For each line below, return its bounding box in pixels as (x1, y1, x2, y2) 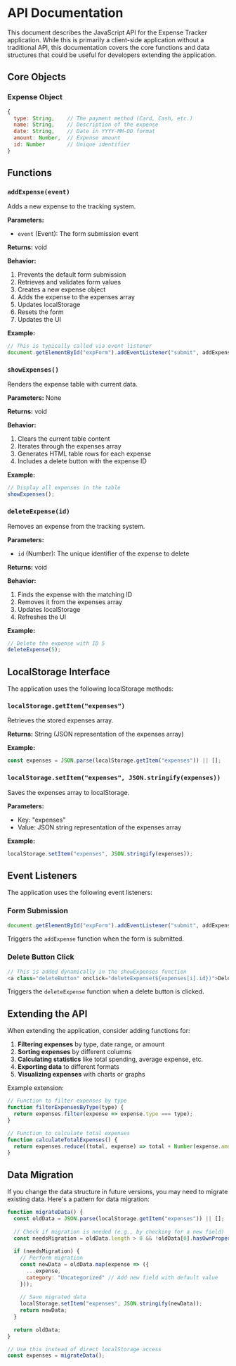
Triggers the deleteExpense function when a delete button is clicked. (7, 987, 205, 996)
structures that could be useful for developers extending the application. (7, 51, 217, 59)
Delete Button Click (7, 952, 75, 962)
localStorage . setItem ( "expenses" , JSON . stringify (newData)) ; (20, 1301, 202, 1308)
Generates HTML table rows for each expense (17, 449, 152, 458)
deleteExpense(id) (7, 508, 70, 515)
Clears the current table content (17, 434, 110, 443)
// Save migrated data (20, 1293, 86, 1301)
